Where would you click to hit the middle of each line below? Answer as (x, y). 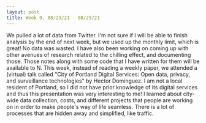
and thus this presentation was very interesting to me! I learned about (94, 94)
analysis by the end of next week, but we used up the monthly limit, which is (103, 42)
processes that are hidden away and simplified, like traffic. (80, 113)
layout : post (23, 12)
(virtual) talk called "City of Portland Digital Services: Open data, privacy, (98, 74)
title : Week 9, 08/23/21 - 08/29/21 (53, 18)
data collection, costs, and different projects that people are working (106, 100)
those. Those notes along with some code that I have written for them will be (103, 61)
